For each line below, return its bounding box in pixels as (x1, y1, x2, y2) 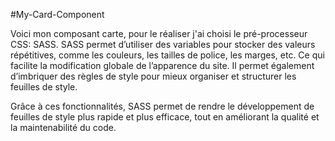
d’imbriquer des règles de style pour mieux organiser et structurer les (10, 70, 297, 82)
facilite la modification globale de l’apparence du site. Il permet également (10, 60, 315, 71)
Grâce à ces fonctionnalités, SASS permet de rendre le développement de (10, 100, 315, 112)
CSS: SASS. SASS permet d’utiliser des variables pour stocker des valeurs (10, 39, 316, 50)
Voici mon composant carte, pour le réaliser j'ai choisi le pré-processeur (10, 28, 308, 39)
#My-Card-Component (10, 9, 105, 20)
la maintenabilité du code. (10, 122, 117, 133)
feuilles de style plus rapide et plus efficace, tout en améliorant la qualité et (10, 111, 320, 123)
